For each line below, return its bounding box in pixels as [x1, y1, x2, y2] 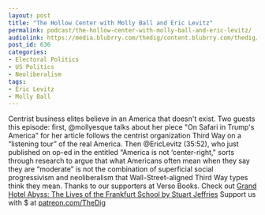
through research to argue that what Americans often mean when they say [8, 156, 250, 166]
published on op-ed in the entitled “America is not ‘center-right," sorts [8, 148, 235, 157]
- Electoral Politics [8, 56, 80, 64]
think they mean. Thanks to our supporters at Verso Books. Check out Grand [8, 181, 257, 190]
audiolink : [8, 33, 44, 42]
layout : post [8, 11, 51, 20]
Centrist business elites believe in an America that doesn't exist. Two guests [8, 114, 256, 123]
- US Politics [8, 63, 55, 71]
